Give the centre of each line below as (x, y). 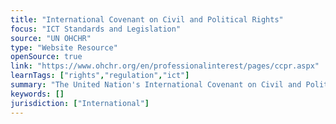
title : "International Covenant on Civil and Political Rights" (147, 19)
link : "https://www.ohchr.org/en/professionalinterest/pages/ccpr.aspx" (165, 66)
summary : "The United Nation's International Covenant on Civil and (156, 85)
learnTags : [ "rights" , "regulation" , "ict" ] (100, 76)
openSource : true (46, 57)
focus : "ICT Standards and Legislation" (96, 29)
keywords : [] (37, 94)
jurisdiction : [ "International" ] (80, 103)
